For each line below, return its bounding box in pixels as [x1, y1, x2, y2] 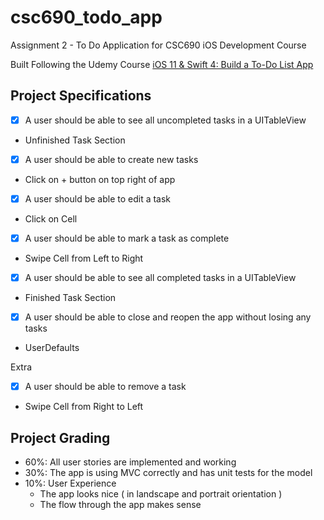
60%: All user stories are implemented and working [24, 456, 237, 468]
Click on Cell [24, 212, 78, 225]
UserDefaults [24, 342, 80, 354]
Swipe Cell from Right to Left [24, 401, 144, 413]
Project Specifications [10, 87, 152, 105]
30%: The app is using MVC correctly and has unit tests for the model [24, 467, 313, 478]
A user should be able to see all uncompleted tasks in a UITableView [24, 114, 307, 126]
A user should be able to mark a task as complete [24, 232, 230, 244]
